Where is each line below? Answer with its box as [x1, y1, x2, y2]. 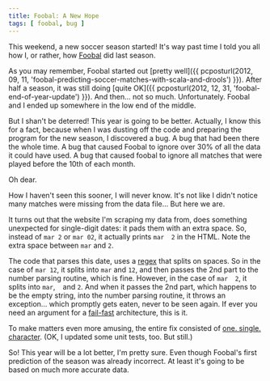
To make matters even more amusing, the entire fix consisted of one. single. [8, 323, 261, 332]
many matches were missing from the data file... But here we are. [8, 199, 226, 209]
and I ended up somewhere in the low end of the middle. [8, 100, 196, 110]
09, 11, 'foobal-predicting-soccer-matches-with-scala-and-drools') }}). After [8, 74, 263, 84]
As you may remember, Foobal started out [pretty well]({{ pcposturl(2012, [8, 66, 253, 75]
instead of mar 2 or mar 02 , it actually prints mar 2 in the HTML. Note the [8, 231, 251, 241]
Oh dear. [8, 175, 38, 184]
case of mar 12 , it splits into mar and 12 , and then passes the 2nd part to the [8, 265, 259, 274]
